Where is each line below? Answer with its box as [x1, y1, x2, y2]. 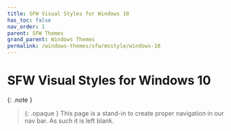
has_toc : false [7, 17, 52, 24]
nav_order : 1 [7, 23, 45, 30]
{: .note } [7, 95, 33, 104]
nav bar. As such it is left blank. [24, 116, 114, 125]
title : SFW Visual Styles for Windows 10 [7, 10, 130, 17]
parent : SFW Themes [7, 29, 64, 37]
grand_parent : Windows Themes [7, 36, 96, 43]
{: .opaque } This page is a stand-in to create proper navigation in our [24, 109, 225, 117]
